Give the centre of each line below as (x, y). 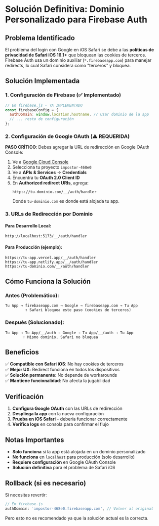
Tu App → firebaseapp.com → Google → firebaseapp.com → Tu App (72, 306)
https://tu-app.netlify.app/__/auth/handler (52, 262)
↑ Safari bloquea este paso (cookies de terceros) (78, 310)
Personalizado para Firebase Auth (76, 20)
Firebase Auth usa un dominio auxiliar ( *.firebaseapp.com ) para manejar (78, 60)
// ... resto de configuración (42, 119)
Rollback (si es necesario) (46, 483)
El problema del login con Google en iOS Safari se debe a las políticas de (79, 50)
